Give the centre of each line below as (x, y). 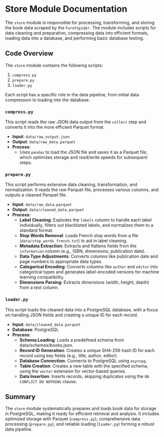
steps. (26, 163)
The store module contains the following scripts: (54, 65)
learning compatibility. (42, 277)
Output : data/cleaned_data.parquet (48, 210)
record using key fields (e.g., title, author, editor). (69, 355)
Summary (20, 397)
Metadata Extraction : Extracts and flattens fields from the (78, 246)
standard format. (36, 230)
